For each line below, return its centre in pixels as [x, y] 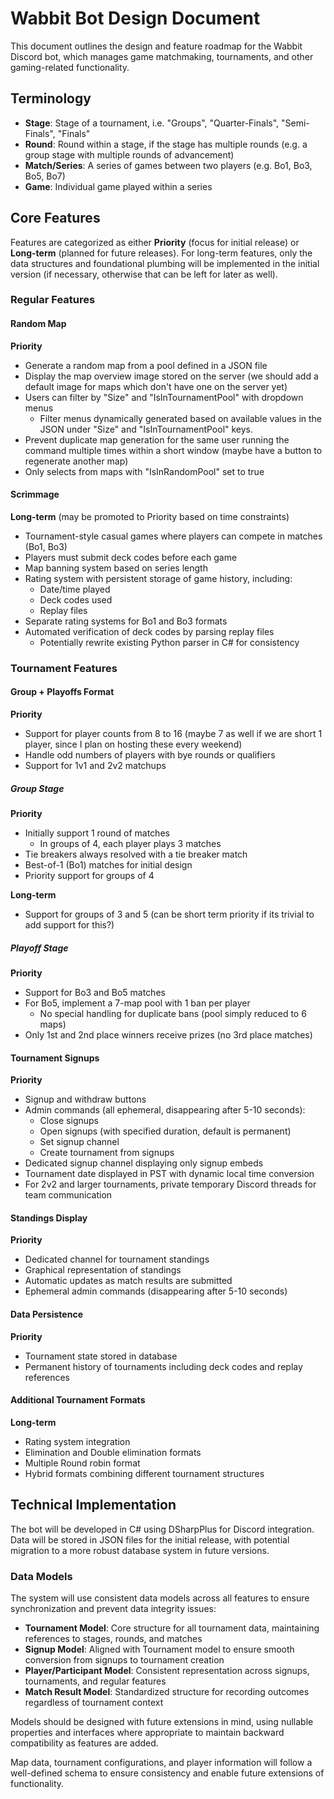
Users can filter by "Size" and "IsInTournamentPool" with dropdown [164, 397]
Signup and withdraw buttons [85, 1099]
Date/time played [75, 589]
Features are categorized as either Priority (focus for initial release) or [155, 242]
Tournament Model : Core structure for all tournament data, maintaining [172, 1628]
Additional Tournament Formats [78, 1400]
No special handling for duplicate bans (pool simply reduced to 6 [173, 1013]
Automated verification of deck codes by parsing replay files [149, 631]
